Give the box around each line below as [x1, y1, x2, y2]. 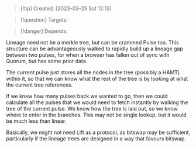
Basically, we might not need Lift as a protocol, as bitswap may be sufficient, [6, 129, 191, 136]
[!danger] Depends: [20, 27, 68, 35]
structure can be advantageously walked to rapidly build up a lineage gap [6, 45, 183, 52]
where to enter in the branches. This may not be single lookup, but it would [6, 111, 187, 118]
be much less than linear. [6, 118, 67, 125]
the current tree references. [6, 81, 73, 88]
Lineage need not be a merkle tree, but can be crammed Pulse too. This [6, 39, 180, 46]
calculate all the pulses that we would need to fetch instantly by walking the [6, 99, 188, 106]
